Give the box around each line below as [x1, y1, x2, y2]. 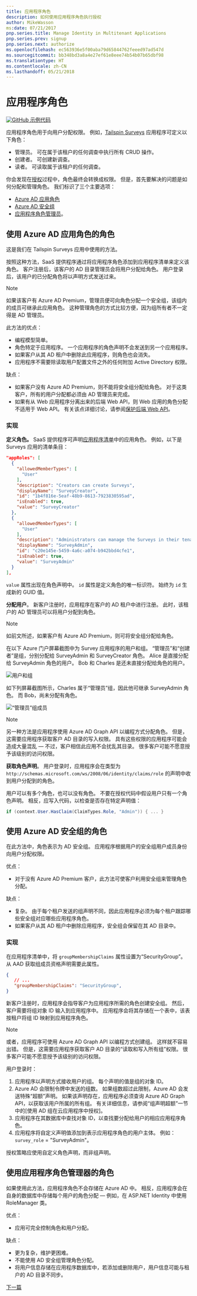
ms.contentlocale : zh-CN [6, 63, 67, 69]
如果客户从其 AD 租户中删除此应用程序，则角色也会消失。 [14, 351, 154, 358]
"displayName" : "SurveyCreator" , [16, 488, 98, 494]
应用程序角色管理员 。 [14, 210, 66, 217]
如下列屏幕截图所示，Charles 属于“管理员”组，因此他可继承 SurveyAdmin [6, 684, 183, 691]
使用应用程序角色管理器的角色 [6, 1168, 114, 1178]
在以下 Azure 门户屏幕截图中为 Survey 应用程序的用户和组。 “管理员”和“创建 [6, 644, 191, 652]
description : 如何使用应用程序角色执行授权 [6, 14, 101, 20]
